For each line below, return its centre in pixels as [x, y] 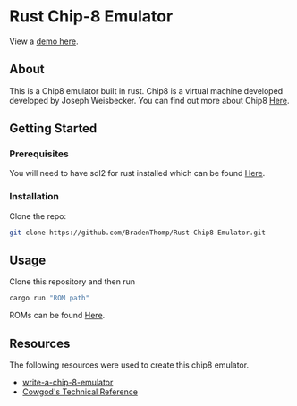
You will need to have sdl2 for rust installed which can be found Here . [137, 173]
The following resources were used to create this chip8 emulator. [129, 365]
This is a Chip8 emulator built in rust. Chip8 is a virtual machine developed [146, 90]
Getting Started [53, 128]
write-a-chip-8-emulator [68, 383]
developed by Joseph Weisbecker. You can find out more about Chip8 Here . [149, 100]
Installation [34, 197]
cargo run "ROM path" [50, 298]
